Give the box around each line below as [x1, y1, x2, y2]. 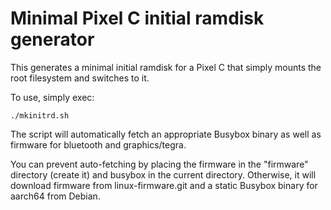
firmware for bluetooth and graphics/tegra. [10, 138, 187, 151]
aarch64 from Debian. [10, 190, 101, 202]
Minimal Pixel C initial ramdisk [10, 7, 265, 30]
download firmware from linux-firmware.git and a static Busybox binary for [10, 179, 318, 191]
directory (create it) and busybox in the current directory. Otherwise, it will [10, 168, 317, 181]
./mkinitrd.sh [10, 110, 70, 121]
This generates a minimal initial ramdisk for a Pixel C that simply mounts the [10, 61, 322, 73]
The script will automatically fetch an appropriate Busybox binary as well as [10, 128, 322, 140]
